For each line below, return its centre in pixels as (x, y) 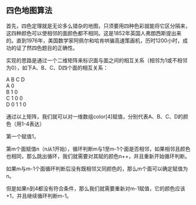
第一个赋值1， (23, 136)
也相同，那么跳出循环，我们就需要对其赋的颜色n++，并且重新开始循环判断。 (98, 156)
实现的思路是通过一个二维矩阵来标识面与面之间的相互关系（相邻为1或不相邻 (97, 60)
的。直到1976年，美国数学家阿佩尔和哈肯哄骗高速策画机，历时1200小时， (94, 41)
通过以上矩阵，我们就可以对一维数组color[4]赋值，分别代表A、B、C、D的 (94, 116)
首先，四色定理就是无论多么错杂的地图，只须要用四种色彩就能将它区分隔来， (98, 26)
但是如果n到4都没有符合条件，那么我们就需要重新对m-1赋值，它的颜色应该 (96, 188)
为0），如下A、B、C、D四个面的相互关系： (57, 68)
